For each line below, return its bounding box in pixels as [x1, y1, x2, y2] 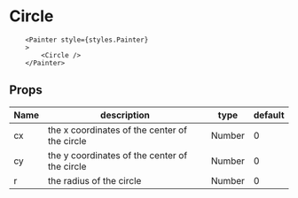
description [100, 109, 151, 121]
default [253, 109, 285, 121]
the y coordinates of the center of [47, 148, 188, 161]
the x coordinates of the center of [47, 124, 188, 136]
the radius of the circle [47, 174, 142, 187]
